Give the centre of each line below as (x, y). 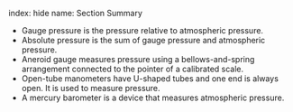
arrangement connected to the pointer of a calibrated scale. (133, 69)
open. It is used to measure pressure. (91, 88)
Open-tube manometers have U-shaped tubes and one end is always (150, 79)
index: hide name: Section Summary (76, 13)
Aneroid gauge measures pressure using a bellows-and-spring (138, 59)
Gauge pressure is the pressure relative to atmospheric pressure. (142, 30)
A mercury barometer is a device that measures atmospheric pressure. (153, 98)
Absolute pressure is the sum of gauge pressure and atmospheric (143, 40)
